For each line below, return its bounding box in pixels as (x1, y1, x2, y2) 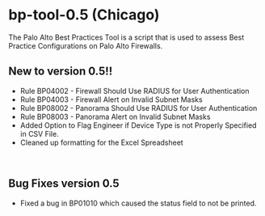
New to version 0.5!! (8, 65, 113, 78)
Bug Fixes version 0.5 (8, 176, 120, 191)
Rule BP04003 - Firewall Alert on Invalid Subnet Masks (19, 95, 204, 104)
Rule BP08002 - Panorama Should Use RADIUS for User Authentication (19, 103, 258, 112)
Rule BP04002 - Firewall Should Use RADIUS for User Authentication (19, 86, 250, 95)
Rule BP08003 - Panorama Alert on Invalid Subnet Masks (19, 112, 211, 121)
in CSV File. (19, 129, 59, 138)
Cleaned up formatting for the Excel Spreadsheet (19, 138, 183, 147)
